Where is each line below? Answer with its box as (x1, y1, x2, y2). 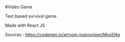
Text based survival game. (5, 13, 58, 19)
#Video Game (5, 4, 32, 10)
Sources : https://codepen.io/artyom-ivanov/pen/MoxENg (5, 32, 120, 37)
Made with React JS (5, 22, 45, 28)
